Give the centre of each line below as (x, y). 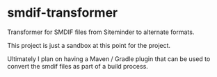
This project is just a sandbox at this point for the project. (89, 45)
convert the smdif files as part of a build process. (78, 66)
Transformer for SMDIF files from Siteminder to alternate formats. (101, 32)
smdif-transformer (63, 13)
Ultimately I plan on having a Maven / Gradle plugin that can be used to (109, 59)
